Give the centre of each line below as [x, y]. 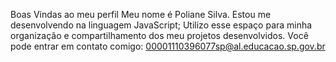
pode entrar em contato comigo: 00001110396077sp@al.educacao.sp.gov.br [168, 46]
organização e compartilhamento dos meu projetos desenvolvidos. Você [159, 35]
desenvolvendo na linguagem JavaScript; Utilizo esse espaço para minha [161, 25]
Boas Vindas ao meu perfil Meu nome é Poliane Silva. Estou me [141, 14]
